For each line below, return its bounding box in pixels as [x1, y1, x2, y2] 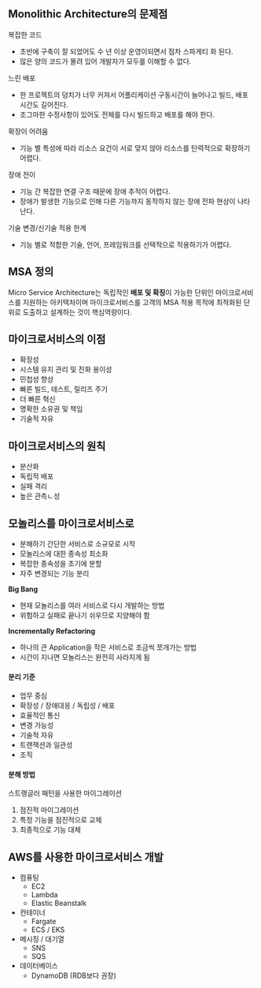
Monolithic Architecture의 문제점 [8, 7, 168, 21]
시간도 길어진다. [19, 99, 68, 109]
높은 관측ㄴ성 [19, 491, 61, 501]
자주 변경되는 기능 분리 [19, 569, 90, 578]
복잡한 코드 [8, 30, 42, 39]
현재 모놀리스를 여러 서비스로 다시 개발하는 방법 [19, 601, 165, 610]
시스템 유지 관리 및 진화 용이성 [19, 365, 112, 375]
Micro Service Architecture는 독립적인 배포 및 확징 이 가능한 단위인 [8, 287, 214, 297]
